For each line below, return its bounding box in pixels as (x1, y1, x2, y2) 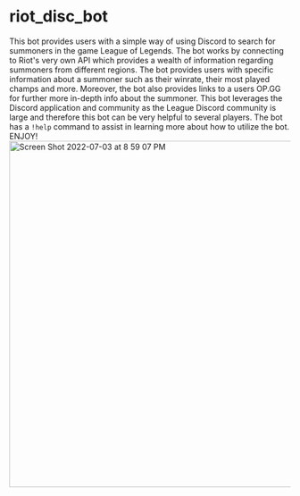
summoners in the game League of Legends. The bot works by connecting (9, 45, 284, 55)
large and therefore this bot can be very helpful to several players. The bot (9, 112, 283, 122)
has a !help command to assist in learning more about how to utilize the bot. (9, 121, 290, 131)
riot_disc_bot (9, 6, 109, 27)
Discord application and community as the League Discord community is (9, 102, 277, 113)
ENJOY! (9, 130, 38, 141)
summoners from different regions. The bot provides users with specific (9, 64, 274, 75)
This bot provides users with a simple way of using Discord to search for (9, 36, 276, 46)
